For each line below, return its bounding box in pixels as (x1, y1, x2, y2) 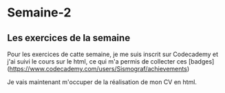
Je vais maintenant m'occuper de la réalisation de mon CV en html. (7, 78, 197, 86)
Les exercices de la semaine (7, 32, 131, 44)
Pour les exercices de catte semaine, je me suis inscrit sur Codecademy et (7, 50, 219, 58)
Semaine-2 (7, 5, 72, 21)
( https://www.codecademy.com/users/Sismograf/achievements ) (7, 65, 190, 72)
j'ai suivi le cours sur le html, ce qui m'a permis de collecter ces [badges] (7, 57, 215, 66)
